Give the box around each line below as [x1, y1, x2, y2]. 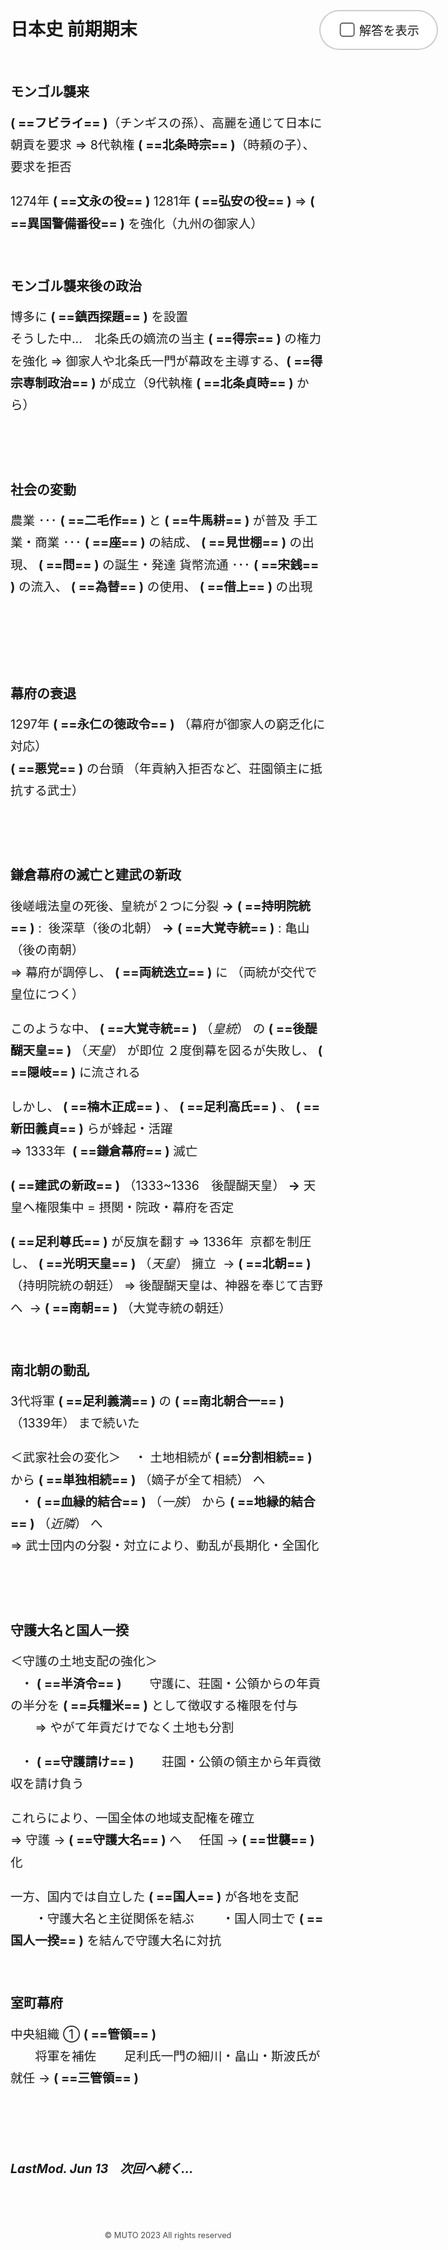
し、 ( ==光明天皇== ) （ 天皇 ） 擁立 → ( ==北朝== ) [10, 1256, 312, 1272]
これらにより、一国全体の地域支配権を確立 [10, 1810, 255, 1827]
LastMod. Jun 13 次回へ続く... [10, 2161, 194, 2177]
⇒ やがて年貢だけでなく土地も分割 [34, 1720, 235, 1736]
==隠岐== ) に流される [10, 1065, 141, 1081]
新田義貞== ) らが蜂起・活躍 [10, 1121, 173, 1137]
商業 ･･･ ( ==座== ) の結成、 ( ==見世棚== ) [34, 535, 287, 551]
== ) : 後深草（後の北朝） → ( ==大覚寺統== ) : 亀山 [10, 920, 310, 937]
